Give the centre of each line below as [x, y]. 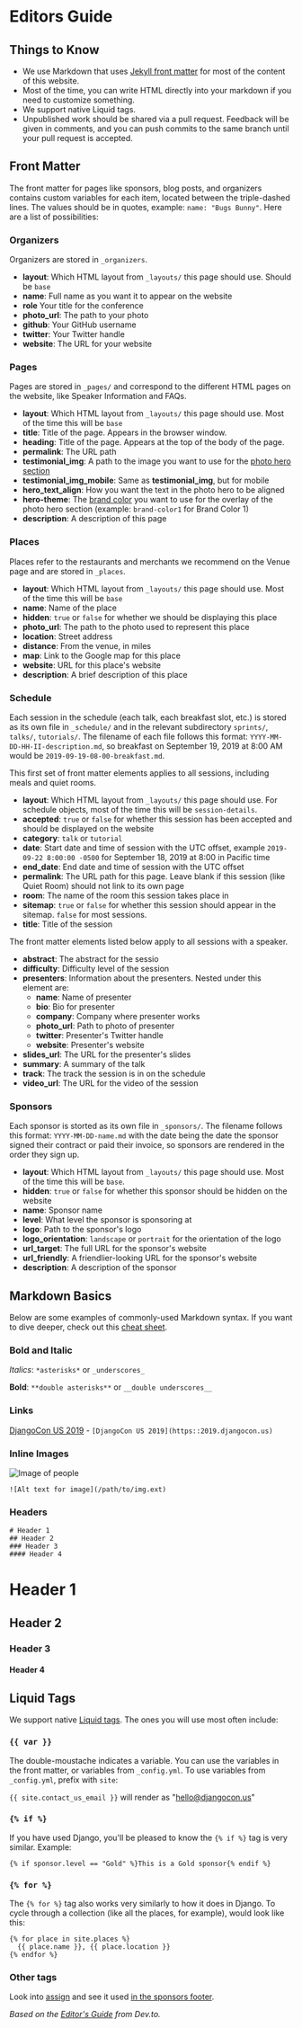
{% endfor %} [34, 1955]
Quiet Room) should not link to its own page [103, 886]
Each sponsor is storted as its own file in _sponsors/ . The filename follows [146, 1126]
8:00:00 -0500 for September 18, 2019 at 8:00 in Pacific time [158, 857]
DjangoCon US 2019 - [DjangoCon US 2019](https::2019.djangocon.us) [142, 1430]
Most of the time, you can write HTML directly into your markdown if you [157, 90]
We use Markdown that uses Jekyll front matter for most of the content [154, 71]
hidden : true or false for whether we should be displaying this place [150, 617]
